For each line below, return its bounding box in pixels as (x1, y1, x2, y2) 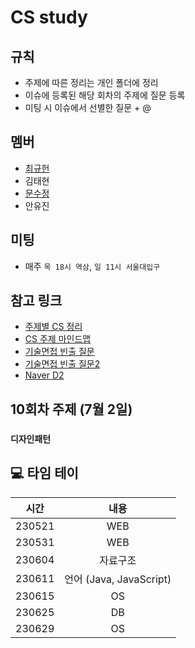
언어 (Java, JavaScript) (64, 572, 172, 586)
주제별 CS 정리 (24, 321, 83, 333)
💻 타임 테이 (10, 465, 79, 482)
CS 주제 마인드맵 (24, 333, 92, 345)
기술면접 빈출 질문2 (24, 358, 101, 370)
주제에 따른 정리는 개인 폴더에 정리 (24, 77, 159, 88)
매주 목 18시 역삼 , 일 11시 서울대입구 (24, 260, 161, 272)
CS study (10, 6, 88, 29)
